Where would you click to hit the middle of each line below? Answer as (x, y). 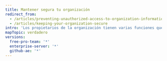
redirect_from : (21, 14)
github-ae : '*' (25, 51)
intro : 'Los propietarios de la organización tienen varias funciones (80, 28)
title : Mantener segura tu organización (48, 10)
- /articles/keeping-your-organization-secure (59, 23)
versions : (15, 37)
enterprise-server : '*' (34, 46)
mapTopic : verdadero (27, 32)
